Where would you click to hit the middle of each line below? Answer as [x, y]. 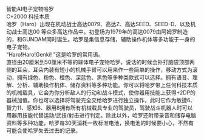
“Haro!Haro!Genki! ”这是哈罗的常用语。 [55, 54]
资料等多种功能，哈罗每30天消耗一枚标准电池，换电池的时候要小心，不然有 [100, 123]
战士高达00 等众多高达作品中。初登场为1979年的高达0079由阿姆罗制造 [100, 32]
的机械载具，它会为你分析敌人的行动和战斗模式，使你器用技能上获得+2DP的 [101, 93]
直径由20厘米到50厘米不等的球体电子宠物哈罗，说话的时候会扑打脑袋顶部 [98, 62]
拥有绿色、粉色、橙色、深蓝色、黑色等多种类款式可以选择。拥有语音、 [104, 77]
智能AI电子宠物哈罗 [30, 9]
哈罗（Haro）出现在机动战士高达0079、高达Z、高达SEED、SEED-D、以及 [98, 24]
